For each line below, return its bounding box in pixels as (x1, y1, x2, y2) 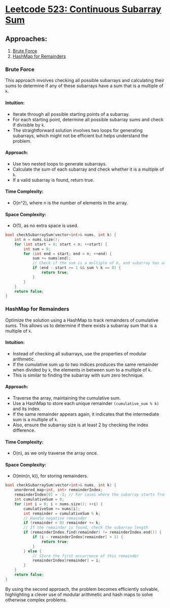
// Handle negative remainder (23, 515, 87, 521)
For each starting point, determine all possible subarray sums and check (12, 116, 163, 123)
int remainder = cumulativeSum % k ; (23, 511, 101, 516)
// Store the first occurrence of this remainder (32, 553, 139, 558)
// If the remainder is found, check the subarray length (23, 525, 148, 530)
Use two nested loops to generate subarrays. (12, 160, 107, 167)
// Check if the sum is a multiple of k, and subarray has (32, 261, 159, 266)
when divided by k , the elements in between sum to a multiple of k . (12, 367, 152, 373)
